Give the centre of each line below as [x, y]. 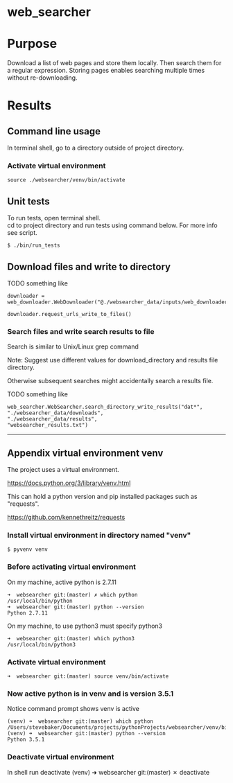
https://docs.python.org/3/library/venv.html [69, 483]
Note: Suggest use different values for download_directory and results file [113, 360]
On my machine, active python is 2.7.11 [62, 582]
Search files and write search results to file [81, 331]
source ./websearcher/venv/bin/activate [67, 180]
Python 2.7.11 [28, 613]
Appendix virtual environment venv [85, 453]
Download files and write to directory [89, 266]
